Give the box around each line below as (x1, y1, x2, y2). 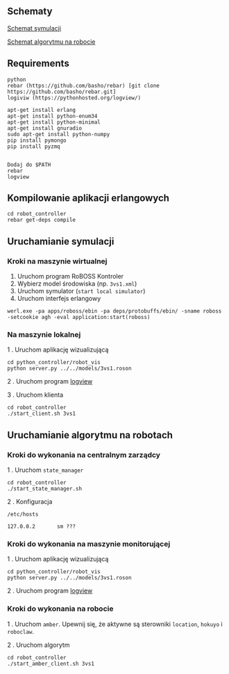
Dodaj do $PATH (7, 161, 51, 168)
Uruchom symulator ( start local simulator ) (17, 287, 146, 295)
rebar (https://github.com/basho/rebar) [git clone (7, 82, 160, 89)
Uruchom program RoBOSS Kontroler (17, 272, 124, 281)
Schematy (7, 6, 53, 17)
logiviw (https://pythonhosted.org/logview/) (7, 94, 141, 101)
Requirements (7, 58, 69, 69)
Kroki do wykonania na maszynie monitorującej (7, 539, 171, 549)
